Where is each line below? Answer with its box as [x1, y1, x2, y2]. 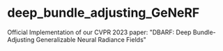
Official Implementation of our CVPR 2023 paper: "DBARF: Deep [7, 28, 192, 36]
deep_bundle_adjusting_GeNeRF [7, 5, 200, 21]
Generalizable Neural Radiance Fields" [36, 35, 146, 43]
